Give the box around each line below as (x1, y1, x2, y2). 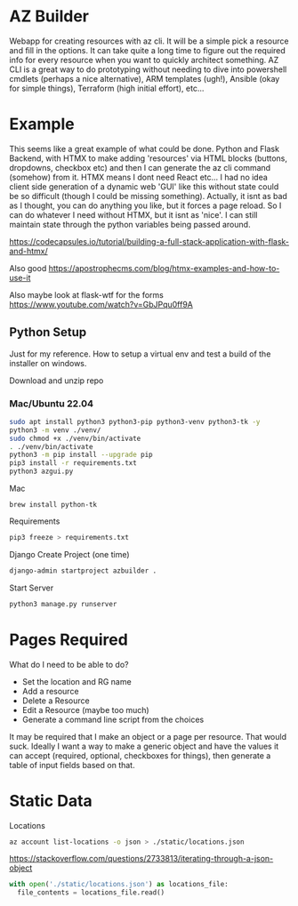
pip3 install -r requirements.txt (9, 459, 138, 468)
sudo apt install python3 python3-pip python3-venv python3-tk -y (9, 417, 261, 426)
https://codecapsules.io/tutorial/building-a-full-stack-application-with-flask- (9, 236, 290, 246)
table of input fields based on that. (9, 759, 135, 770)
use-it (9, 272, 31, 283)
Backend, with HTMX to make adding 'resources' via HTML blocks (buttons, (9, 153, 287, 164)
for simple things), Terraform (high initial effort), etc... (9, 83, 205, 93)
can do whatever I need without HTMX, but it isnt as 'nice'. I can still (9, 209, 258, 220)
